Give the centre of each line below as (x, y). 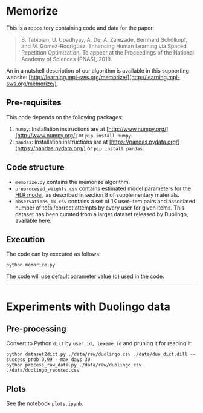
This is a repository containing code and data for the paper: (80, 28)
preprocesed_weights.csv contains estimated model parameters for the (103, 188)
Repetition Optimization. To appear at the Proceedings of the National (108, 52)
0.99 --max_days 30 (66, 360)
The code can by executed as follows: (53, 254)
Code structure (35, 167)
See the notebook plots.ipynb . (45, 403)
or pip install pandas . (116, 148)
